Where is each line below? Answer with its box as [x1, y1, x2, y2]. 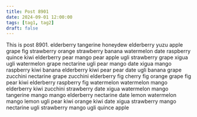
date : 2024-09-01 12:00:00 [6, 14, 73, 20]
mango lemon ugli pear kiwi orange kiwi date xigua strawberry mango [6, 98, 176, 105]
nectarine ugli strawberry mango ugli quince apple [6, 104, 129, 111]
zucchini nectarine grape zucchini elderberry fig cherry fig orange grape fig [6, 73, 191, 80]
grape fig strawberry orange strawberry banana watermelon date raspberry [6, 48, 191, 55]
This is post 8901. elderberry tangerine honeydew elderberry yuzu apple [6, 41, 183, 48]
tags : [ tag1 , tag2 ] [6, 19, 54, 25]
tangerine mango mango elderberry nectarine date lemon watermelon [6, 92, 177, 99]
